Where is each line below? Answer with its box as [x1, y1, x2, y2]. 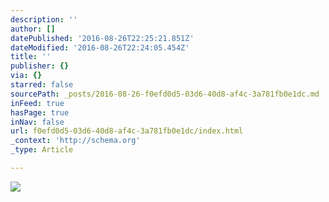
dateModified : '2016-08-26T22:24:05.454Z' [10, 42, 190, 53]
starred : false [10, 80, 74, 90]
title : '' [10, 52, 52, 62]
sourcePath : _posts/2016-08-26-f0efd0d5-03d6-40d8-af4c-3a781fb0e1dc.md [10, 89, 320, 99]
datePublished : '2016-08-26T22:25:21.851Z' [10, 33, 195, 43]
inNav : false [10, 117, 65, 127]
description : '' [10, 14, 78, 25]
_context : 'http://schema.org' [10, 136, 141, 146]
